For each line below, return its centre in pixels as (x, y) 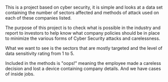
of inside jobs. (20, 74)
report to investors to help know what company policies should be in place (82, 33)
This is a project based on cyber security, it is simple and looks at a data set (84, 7)
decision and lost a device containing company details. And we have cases (83, 68)
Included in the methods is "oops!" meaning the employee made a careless (83, 63)
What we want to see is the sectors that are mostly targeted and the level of (84, 48)
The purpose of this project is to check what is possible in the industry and (83, 28)
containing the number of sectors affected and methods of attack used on (82, 13)
